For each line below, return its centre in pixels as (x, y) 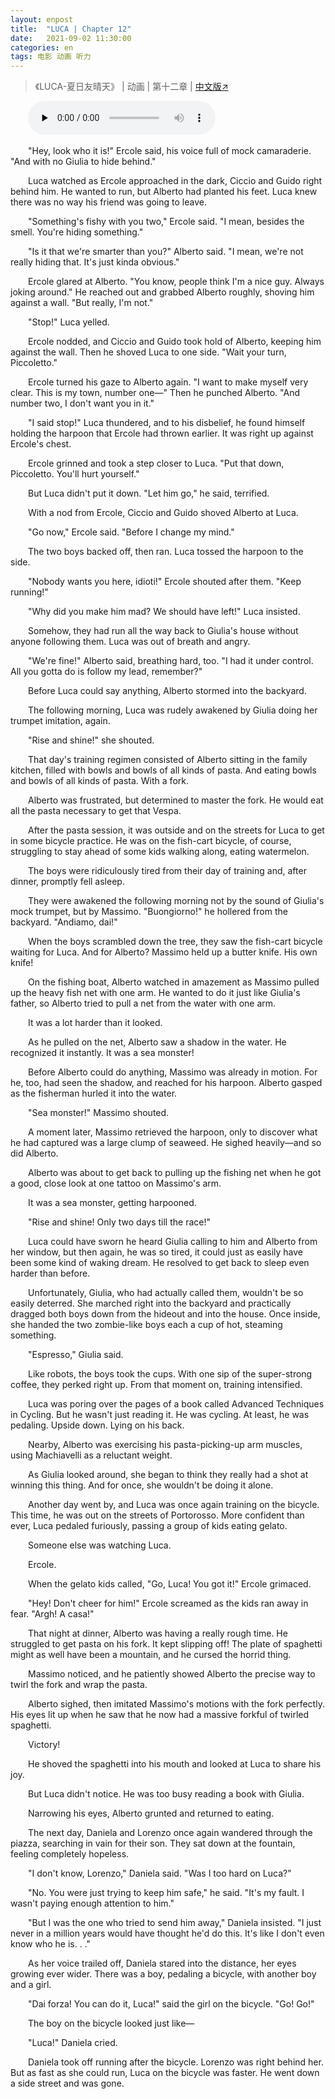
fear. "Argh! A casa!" (52, 1614)
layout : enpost (42, 19)
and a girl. (31, 1985)
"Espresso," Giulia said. (76, 1355)
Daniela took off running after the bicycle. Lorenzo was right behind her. (176, 2062)
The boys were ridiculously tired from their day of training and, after (167, 871)
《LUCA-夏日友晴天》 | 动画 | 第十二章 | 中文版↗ (131, 87)
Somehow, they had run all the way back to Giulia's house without (163, 631)
